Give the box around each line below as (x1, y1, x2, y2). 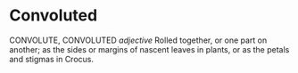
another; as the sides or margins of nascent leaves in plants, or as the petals (9, 44, 290, 54)
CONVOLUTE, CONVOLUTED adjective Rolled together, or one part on (9, 35, 268, 45)
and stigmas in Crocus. (9, 53, 94, 64)
